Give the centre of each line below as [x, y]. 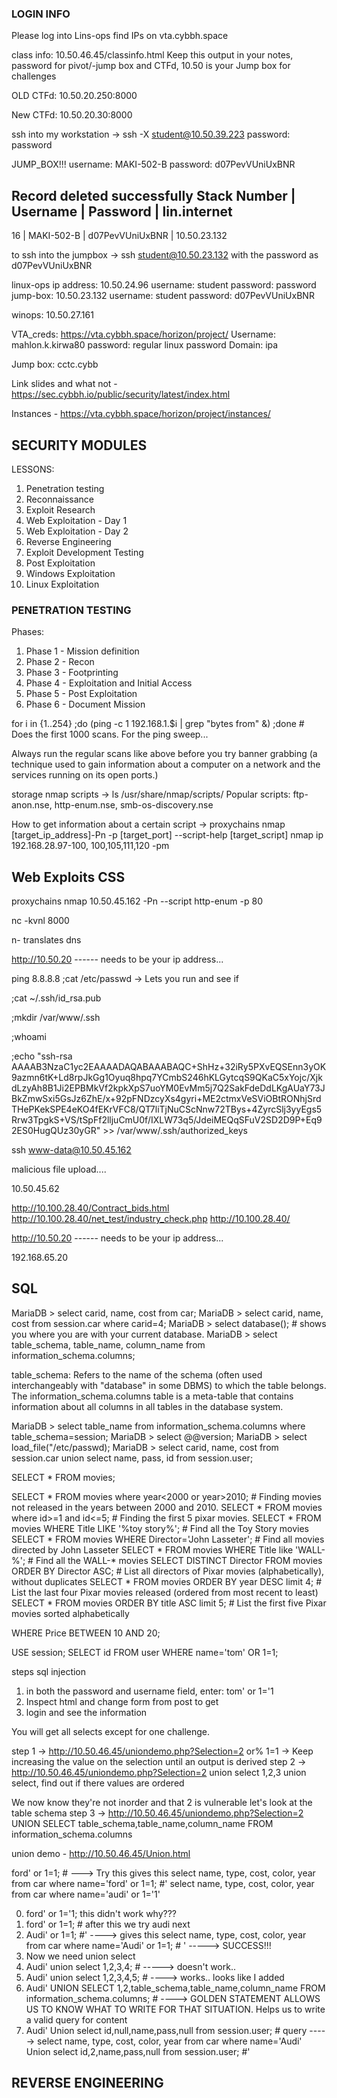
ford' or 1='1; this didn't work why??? [101, 1913]
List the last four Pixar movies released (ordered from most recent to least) [165, 1592]
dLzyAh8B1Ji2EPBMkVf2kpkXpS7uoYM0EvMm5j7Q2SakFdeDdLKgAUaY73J [168, 1088]
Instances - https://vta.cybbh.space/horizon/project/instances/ [141, 414]
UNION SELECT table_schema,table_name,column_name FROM [142, 1823]
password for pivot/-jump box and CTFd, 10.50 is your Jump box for [151, 66]
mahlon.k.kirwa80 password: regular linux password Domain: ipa [145, 345]
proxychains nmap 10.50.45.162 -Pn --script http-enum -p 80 [137, 901]
